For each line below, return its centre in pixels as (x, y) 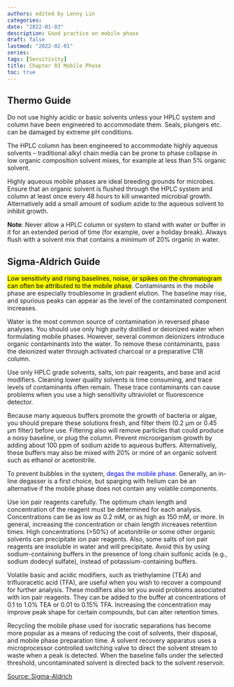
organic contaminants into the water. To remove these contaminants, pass (114, 344)
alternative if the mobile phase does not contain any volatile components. (113, 489)
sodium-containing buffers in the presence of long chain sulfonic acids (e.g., (117, 554)
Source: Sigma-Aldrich (40, 677)
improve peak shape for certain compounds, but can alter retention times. (114, 612)
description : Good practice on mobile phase (73, 33)
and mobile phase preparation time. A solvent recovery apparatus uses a (112, 641)
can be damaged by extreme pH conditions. (71, 132)
